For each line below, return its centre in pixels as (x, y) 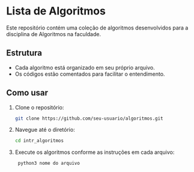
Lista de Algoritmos (56, 11)
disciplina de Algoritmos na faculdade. (53, 34)
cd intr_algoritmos (39, 141)
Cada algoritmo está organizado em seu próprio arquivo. (85, 67)
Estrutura (24, 53)
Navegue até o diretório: (45, 130)
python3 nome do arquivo (49, 164)
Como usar (27, 93)
